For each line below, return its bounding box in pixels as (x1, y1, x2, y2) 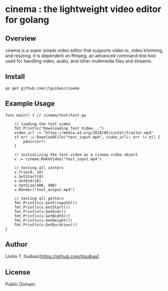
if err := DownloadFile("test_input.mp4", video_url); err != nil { (14, 134, 160, 140)
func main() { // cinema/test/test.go (5, 113, 86, 118)
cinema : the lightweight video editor (5, 4, 161, 15)
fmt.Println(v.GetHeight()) (14, 218, 73, 223)
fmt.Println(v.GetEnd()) (14, 209, 66, 214)
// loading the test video (14, 121, 71, 126)
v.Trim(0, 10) (14, 169, 44, 175)
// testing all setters (14, 165, 64, 170)
